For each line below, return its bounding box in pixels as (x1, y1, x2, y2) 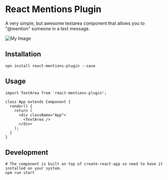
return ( (14, 108, 33, 113)
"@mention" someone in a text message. (5, 25, 90, 31)
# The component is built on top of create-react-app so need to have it (5, 161, 163, 167)
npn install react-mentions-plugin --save (5, 63, 96, 69)
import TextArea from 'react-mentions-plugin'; (5, 90, 107, 95)
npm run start (5, 170, 35, 175)
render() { (10, 103, 33, 109)
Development (5, 148, 49, 157)
